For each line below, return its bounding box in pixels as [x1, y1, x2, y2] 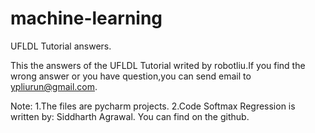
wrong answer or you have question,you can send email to [10, 70, 252, 82]
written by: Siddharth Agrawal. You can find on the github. [10, 110, 250, 122]
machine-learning [10, 7, 163, 30]
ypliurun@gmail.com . [10, 80, 98, 92]
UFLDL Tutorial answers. [10, 40, 112, 52]
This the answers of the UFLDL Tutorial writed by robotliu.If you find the [10, 59, 306, 71]
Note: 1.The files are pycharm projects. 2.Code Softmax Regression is [10, 100, 296, 112]
